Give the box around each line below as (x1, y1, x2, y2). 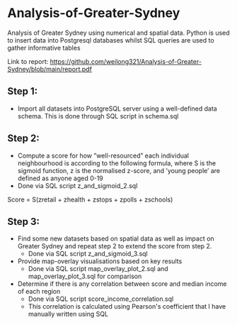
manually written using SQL (28, 310, 108, 319)
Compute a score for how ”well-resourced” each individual (17, 151, 190, 160)
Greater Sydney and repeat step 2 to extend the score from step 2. (17, 242, 212, 250)
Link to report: (7, 57, 49, 65)
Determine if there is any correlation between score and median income (17, 280, 227, 288)
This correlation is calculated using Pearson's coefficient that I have (28, 302, 226, 311)
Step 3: (7, 215, 40, 228)
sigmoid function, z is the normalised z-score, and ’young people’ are (17, 166, 221, 175)
